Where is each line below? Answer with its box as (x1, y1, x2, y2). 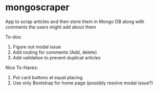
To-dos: (5, 34, 22, 40)
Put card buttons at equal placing (12, 74, 83, 80)
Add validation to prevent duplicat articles (12, 54, 101, 60)
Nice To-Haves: (5, 64, 38, 71)
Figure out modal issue (12, 43, 61, 50)
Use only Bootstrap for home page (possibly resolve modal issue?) (12, 80, 153, 86)
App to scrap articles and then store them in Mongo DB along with (5, 18, 145, 25)
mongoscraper (5, 2, 70, 13)
